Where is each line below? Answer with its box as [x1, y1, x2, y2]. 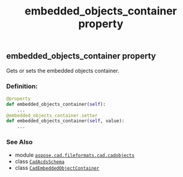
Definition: [6, 82, 38, 90]
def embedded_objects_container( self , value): [6, 118, 125, 124]
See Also [6, 138, 33, 146]
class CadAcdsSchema [14, 158, 65, 165]
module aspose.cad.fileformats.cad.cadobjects [14, 152, 135, 159]
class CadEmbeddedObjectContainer [14, 164, 100, 172]
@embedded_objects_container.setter [6, 113, 98, 119]
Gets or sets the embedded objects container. [6, 67, 119, 74]
